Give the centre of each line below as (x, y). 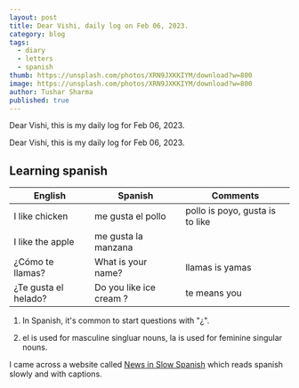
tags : (19, 42)
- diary (32, 51)
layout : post (33, 17)
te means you (214, 293)
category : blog (37, 34)
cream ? (112, 299)
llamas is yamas (218, 268)
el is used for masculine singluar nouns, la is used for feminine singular (152, 338)
